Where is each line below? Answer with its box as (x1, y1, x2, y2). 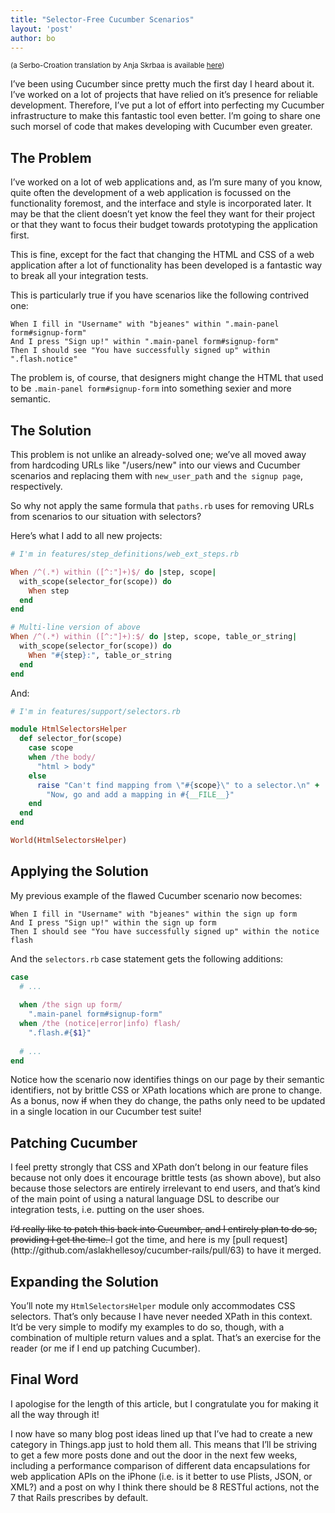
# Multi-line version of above (10, 622, 141, 633)
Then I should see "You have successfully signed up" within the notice (10, 926, 320, 936)
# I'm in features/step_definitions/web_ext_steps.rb (10, 549, 240, 559)
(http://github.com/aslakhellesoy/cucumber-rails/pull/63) (10, 1244, 245, 1256)
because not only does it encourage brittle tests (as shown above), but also (10, 1172, 322, 1184)
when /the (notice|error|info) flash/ (19, 1019, 182, 1029)
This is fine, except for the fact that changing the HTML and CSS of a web (10, 249, 315, 261)
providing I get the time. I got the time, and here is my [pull (10, 1234, 252, 1246)
